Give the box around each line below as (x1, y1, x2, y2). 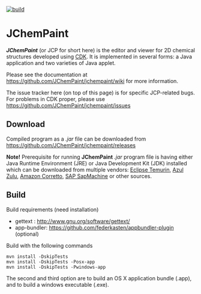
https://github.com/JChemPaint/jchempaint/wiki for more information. (6, 77, 179, 84)
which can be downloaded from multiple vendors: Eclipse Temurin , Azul (6, 166, 184, 173)
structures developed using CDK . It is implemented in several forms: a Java (6, 53, 193, 60)
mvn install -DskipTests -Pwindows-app (6, 264, 106, 270)
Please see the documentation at (6, 71, 88, 78)
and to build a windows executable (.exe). (6, 281, 109, 288)
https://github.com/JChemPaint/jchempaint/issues (6, 102, 131, 109)
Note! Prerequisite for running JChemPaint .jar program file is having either (6, 153, 193, 161)
